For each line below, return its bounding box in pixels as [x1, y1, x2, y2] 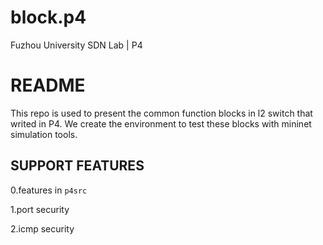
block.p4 [10, 6, 87, 29]
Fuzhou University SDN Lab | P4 [10, 39, 143, 51]
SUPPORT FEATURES [10, 157, 145, 175]
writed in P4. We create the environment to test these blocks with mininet [10, 117, 312, 130]
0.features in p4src [10, 184, 88, 196]
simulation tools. [10, 128, 78, 140]
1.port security [10, 203, 70, 215]
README [10, 74, 86, 97]
